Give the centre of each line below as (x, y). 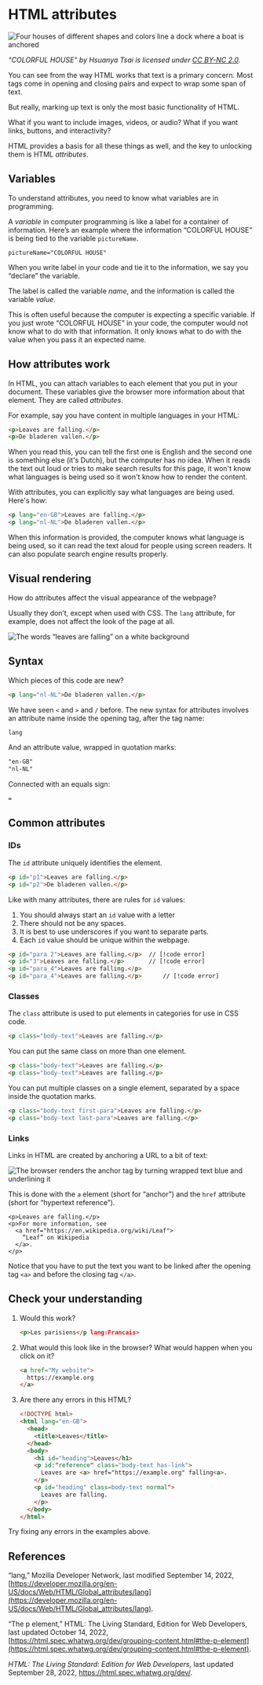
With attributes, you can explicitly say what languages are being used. (121, 492)
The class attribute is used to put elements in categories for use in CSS (124, 1013)
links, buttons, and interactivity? (60, 131)
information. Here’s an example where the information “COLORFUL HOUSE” (130, 230)
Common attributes (57, 823)
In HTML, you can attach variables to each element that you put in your (123, 383)
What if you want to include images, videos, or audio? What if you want (123, 122)
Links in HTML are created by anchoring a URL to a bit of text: (108, 1155)
